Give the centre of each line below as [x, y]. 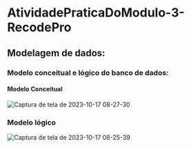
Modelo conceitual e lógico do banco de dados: [88, 73]
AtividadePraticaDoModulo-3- [96, 13]
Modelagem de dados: [56, 53]
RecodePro [39, 27]
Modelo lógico [32, 122]
